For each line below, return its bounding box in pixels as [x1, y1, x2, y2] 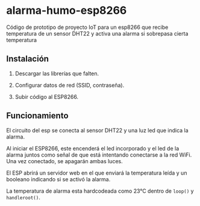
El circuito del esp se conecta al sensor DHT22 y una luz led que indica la [6, 126, 189, 134]
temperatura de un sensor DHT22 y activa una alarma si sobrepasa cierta [6, 30, 189, 37]
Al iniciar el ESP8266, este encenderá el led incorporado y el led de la [6, 145, 180, 152]
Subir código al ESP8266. [14, 93, 79, 100]
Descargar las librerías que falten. [14, 70, 99, 77]
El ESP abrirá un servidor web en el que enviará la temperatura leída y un [6, 169, 187, 176]
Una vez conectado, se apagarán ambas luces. [6, 157, 123, 164]
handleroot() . [6, 193, 40, 201]
